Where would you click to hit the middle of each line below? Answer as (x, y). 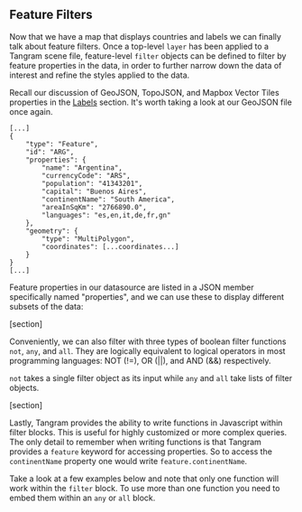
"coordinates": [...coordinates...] (110, 247)
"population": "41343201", (92, 183)
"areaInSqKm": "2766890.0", (94, 207)
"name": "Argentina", (82, 168)
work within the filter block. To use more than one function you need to (145, 488)
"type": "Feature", (62, 144)
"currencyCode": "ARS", (86, 175)
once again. (31, 111)
